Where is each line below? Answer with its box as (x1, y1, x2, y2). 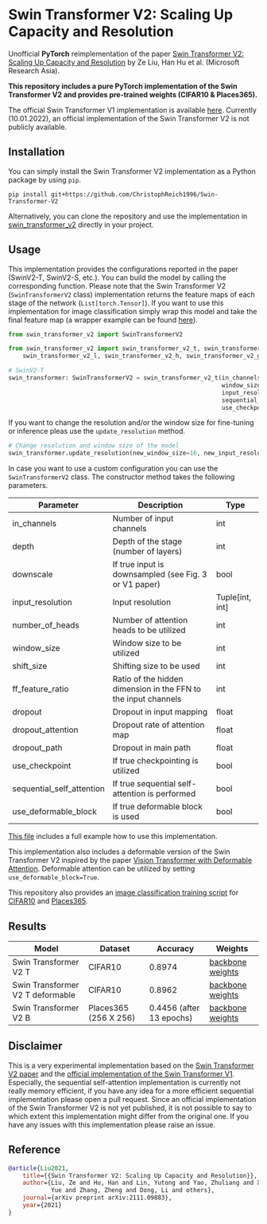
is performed (147, 788, 196, 799)
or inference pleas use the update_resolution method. (8, 427, 185, 436)
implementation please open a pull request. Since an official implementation (8, 1094, 257, 1104)
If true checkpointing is (112, 755, 199, 766)
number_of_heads (12, 620, 79, 631)
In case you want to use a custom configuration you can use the (8, 464, 219, 474)
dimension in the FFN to (112, 683, 201, 695)
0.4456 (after (149, 1002, 200, 1013)
